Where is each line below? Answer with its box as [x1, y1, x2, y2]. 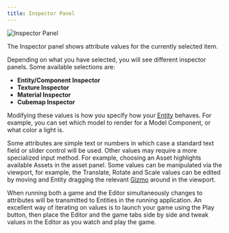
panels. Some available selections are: [7, 62, 115, 71]
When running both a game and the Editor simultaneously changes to [7, 188, 203, 197]
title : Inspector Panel [7, 10, 75, 17]
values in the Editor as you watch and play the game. [7, 217, 156, 226]
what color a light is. [7, 125, 64, 134]
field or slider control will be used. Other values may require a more [7, 146, 197, 154]
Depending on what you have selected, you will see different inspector [7, 56, 206, 64]
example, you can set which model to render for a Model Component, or [7, 118, 211, 127]
